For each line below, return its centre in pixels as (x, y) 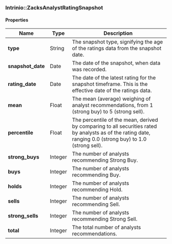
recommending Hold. (97, 190)
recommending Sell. (96, 205)
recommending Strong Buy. (105, 160)
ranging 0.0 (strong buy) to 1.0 (109, 139)
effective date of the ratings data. (112, 91)
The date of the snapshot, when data (116, 63)
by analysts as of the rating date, (111, 133)
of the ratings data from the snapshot (117, 49)
